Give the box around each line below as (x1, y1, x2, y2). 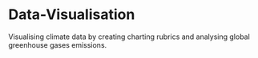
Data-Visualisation (8, 6, 135, 24)
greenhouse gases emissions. (8, 40, 107, 49)
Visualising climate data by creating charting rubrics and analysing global (8, 32, 250, 41)
